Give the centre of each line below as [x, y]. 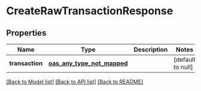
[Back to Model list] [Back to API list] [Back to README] [75, 82]
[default [185, 59]
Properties [26, 33]
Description [151, 50]
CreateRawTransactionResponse [90, 11]
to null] [183, 67]
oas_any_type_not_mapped [88, 63]
